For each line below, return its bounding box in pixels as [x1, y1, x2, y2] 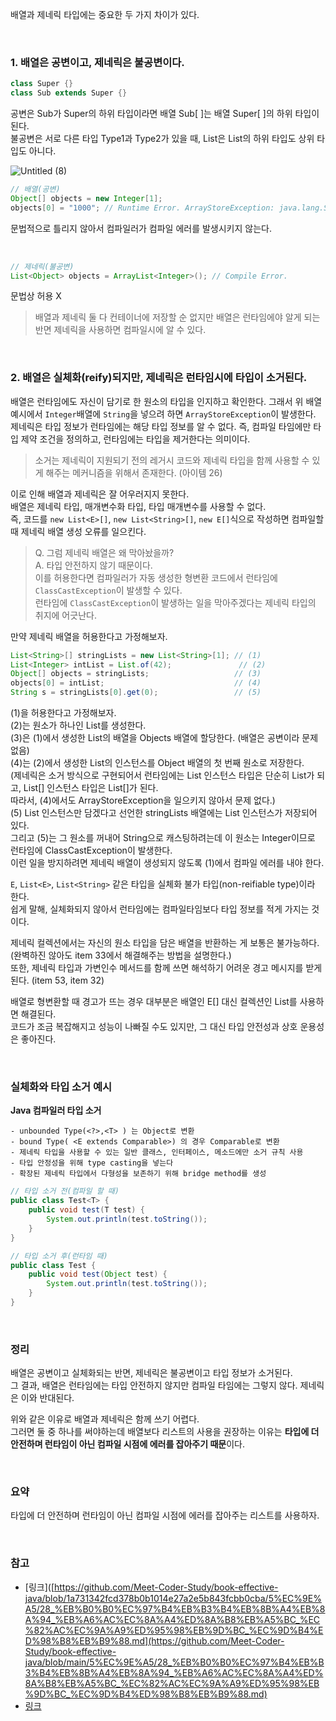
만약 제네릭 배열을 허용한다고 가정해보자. [10, 630, 168, 642]
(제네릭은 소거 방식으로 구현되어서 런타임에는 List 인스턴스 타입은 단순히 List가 [10, 769, 315, 782]
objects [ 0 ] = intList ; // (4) [10, 678, 262, 688]
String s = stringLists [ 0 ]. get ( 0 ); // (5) [10, 688, 262, 698]
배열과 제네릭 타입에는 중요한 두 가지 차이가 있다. [10, 9, 200, 20]
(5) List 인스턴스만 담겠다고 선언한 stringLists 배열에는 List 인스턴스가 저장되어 [10, 807, 318, 819]
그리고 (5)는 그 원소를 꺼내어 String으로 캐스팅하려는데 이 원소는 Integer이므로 [10, 832, 316, 844]
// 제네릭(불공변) [10, 261, 75, 272]
